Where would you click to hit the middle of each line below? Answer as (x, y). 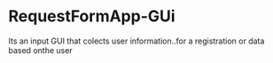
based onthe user (40, 50)
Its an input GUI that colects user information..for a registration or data (136, 41)
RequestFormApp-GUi (92, 16)
